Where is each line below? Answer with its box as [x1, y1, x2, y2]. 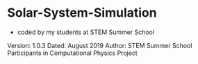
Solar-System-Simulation [7, 5, 158, 21]
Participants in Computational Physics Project [7, 49, 138, 57]
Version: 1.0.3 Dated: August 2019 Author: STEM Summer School [7, 41, 192, 49]
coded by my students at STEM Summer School [17, 28, 155, 36]
